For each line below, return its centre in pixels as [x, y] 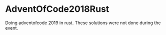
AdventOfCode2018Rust [57, 9]
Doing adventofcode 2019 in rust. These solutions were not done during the [83, 23]
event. [12, 28]
